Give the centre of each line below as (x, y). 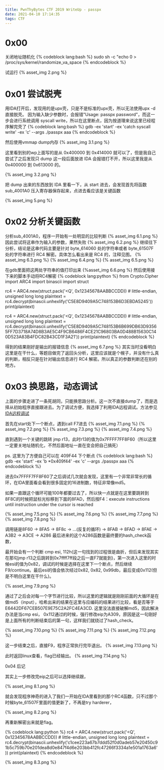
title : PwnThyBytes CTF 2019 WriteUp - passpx (53, 10)
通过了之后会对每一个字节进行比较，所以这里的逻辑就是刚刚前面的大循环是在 (82, 596)
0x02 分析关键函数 (43, 222)
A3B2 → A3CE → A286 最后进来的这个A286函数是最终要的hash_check (76, 535)
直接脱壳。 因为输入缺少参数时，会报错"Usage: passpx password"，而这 (78, 115)
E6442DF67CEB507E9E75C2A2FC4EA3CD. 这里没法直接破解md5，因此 (78, 608)
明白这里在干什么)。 (34, 576)
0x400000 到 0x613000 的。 (34, 165)
